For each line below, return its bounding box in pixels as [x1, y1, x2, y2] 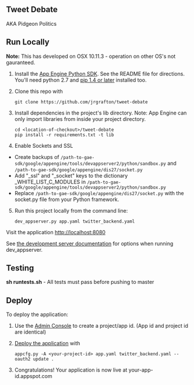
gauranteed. [6, 58, 36, 66]
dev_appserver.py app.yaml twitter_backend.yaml [14, 218, 135, 224]
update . [33, 356, 54, 362]
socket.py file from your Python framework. [14, 196, 119, 203]
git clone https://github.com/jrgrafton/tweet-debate [14, 99, 148, 105]
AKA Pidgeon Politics [6, 20, 57, 27]
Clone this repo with [14, 88, 63, 95]
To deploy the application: [6, 311, 69, 318]
